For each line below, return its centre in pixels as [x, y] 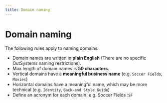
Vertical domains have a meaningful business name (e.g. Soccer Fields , [87, 74]
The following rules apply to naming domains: [52, 48]
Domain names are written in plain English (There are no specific [79, 58]
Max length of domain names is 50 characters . [61, 68]
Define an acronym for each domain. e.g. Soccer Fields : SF [73, 95]
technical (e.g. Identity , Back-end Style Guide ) [61, 90]
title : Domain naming [28, 10]
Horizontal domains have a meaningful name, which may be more [80, 84]
